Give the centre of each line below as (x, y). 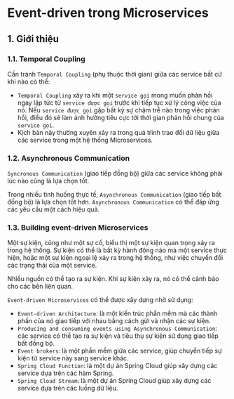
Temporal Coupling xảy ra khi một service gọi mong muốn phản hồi (115, 95)
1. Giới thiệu (33, 39)
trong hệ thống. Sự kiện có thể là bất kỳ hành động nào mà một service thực (117, 250)
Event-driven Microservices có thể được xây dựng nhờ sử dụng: (101, 300)
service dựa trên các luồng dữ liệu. (68, 388)
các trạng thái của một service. (52, 266)
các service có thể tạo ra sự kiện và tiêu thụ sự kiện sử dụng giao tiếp (118, 336)
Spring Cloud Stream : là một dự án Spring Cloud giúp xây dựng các (114, 381)
